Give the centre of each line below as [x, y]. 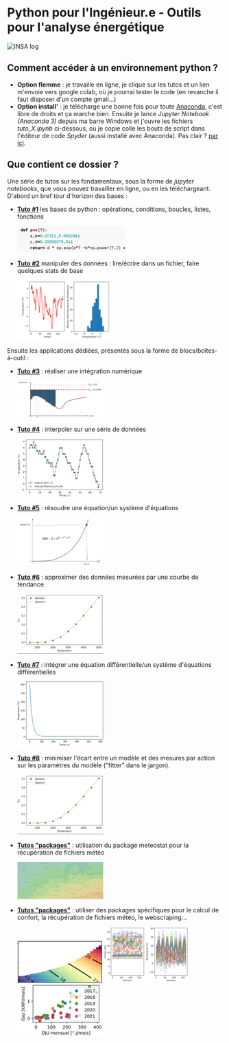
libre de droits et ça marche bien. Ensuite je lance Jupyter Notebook [113, 113]
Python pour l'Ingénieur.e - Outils [104, 13]
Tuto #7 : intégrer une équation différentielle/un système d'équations [114, 664]
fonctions [31, 216]
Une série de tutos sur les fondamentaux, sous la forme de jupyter [100, 181]
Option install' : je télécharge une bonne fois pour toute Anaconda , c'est [120, 106]
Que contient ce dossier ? [63, 165]
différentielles [36, 672]
